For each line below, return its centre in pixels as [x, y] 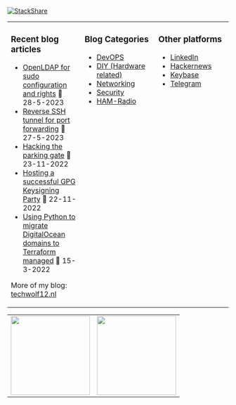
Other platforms [190, 39]
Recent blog [35, 39]
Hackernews [191, 65]
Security [110, 92]
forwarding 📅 [44, 129]
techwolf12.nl [34, 294]
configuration [45, 84]
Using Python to [49, 217]
